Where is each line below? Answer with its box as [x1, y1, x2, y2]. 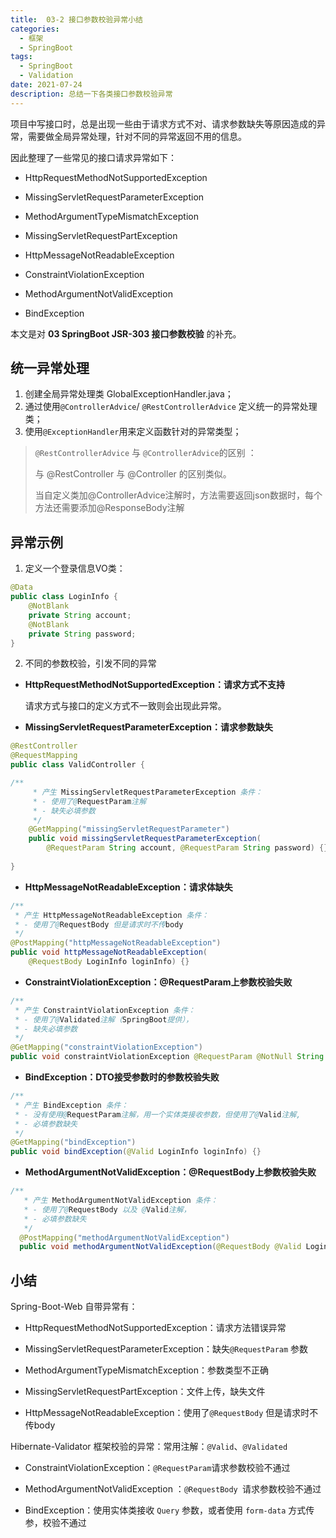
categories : [10, 24, 60, 34]
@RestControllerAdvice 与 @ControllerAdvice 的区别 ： [34, 447, 257, 459]
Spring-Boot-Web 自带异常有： [10, 1301, 138, 1313]
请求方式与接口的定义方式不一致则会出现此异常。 [24, 700, 227, 712]
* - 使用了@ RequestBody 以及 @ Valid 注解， [23, 1204, 192, 1215]
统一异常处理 [10, 360, 90, 377]
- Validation [19, 71, 74, 81]
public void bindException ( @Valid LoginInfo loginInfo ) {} [10, 1147, 262, 1157]
